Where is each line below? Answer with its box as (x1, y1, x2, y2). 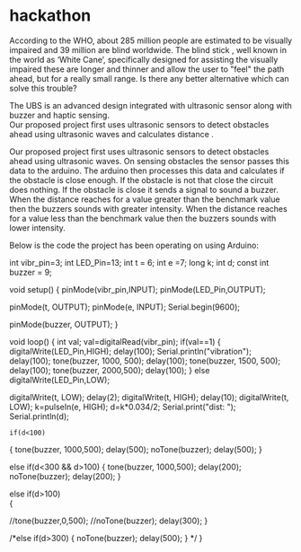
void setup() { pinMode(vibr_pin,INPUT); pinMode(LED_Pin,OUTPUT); (9, 284, 267, 294)
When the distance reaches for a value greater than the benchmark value (9, 194, 280, 205)
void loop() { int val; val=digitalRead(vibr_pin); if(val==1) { (9, 336, 222, 346)
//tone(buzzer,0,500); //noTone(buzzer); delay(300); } (9, 515, 208, 526)
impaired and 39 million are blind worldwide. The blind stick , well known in (9, 44, 288, 55)
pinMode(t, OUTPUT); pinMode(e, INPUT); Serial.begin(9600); (9, 302, 241, 312)
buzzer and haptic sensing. (9, 110, 111, 120)
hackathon (9, 5, 92, 26)
